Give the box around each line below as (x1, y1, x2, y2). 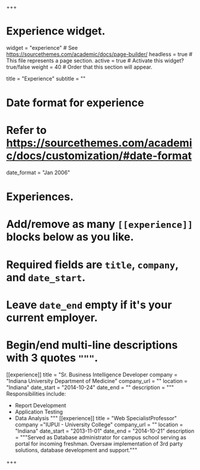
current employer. (6, 311, 98, 325)
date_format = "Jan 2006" (6, 169, 70, 176)
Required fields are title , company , (6, 258, 179, 271)
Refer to (6, 124, 47, 137)
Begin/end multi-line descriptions (6, 338, 178, 352)
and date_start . (6, 270, 86, 284)
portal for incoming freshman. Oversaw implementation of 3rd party (14, 440, 183, 447)
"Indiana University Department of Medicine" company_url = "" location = (6, 377, 188, 385)
